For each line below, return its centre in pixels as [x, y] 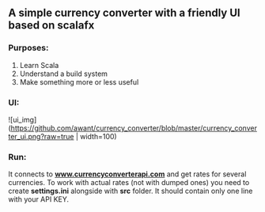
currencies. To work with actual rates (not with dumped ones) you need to [129, 183]
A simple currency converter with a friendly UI [124, 13]
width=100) [98, 136]
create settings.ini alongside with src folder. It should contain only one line [131, 191]
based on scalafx [51, 26]
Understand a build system [64, 74]
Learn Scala [39, 65]
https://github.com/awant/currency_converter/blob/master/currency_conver [134, 128]
